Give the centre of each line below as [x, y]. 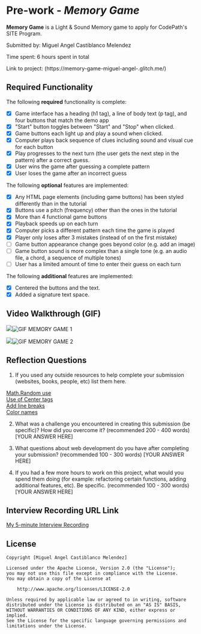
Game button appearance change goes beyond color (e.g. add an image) [105, 244]
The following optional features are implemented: [67, 185]
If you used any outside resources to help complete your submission [99, 375]
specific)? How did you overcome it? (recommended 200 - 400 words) [102, 430]
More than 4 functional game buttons [61, 217]
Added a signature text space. [52, 294]
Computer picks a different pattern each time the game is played [95, 230]
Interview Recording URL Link [62, 511]
